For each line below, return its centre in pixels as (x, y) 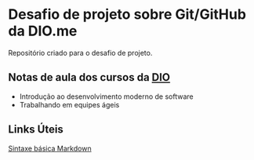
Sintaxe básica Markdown (50, 148)
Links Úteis (36, 130)
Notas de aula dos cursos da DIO (89, 77)
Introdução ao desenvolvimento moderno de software (106, 96)
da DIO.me (43, 31)
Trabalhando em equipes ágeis (69, 104)
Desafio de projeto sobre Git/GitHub (127, 15)
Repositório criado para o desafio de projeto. (80, 53)
